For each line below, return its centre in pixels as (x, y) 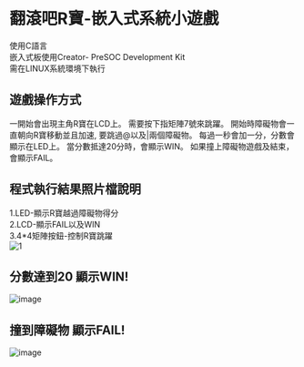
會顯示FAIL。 (34, 158)
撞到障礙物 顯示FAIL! (67, 330)
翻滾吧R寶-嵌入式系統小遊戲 (114, 19)
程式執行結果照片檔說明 (75, 189)
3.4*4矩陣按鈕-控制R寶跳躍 (61, 235)
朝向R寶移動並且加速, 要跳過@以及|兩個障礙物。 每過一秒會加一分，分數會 (156, 135)
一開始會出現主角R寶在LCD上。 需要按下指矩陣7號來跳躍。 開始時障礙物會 (148, 123)
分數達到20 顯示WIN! (69, 276)
